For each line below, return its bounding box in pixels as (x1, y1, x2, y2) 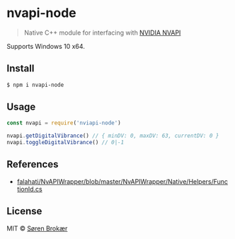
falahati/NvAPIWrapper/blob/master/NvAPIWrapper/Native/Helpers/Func (16, 177, 228, 185)
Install (6, 62, 35, 75)
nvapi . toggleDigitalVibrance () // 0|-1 (6, 139, 125, 146)
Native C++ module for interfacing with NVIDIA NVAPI (23, 28, 181, 37)
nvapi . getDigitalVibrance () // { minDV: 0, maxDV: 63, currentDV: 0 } (6, 132, 219, 139)
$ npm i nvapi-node (6, 81, 64, 88)
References (6, 158, 59, 170)
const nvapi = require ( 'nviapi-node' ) (6, 119, 121, 127)
